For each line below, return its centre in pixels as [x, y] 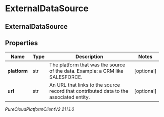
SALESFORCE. [66, 77]
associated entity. [70, 97]
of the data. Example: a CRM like [86, 71]
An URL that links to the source [85, 85]
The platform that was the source [87, 65]
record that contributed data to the [89, 91]
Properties [21, 43]
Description [89, 57]
